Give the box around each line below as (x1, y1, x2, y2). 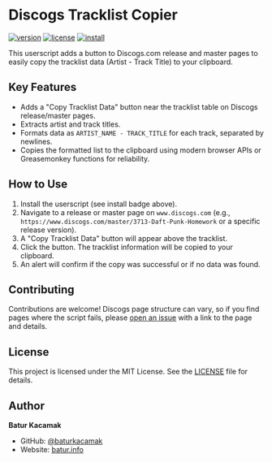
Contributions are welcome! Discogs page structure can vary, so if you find (8, 304, 260, 314)
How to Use (8, 177, 68, 192)
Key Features (8, 80, 77, 94)
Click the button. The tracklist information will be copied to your (19, 242, 233, 252)
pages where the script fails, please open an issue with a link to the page (8, 313, 253, 322)
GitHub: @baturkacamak (19, 436, 103, 446)
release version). (19, 225, 77, 235)
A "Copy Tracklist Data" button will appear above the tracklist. (19, 233, 228, 243)
